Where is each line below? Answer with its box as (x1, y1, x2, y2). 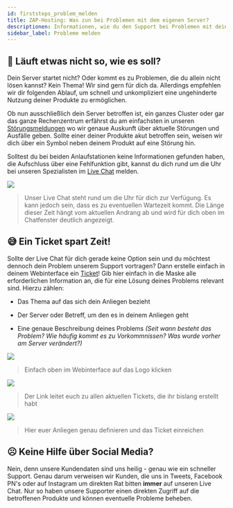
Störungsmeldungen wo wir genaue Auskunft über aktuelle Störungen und (7, 124, 220, 133)
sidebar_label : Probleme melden (7, 29, 101, 37)
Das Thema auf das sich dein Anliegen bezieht (17, 297, 150, 306)
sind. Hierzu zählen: (7, 284, 64, 292)
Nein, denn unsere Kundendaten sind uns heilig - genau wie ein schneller (7, 464, 216, 473)
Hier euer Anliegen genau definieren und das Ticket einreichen (24, 425, 204, 434)
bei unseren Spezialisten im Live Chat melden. (7, 167, 139, 176)
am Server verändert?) (17, 338, 83, 347)
